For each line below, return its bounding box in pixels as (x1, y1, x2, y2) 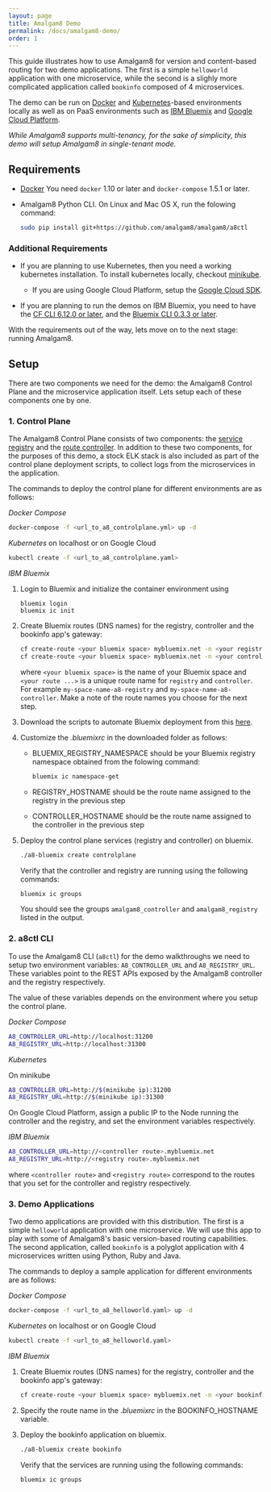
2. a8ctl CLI (8, 933, 54, 944)
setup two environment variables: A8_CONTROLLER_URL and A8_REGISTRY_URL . (8, 960, 256, 969)
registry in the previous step (31, 795, 126, 805)
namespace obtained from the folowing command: (31, 756, 200, 766)
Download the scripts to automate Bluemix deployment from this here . (19, 717, 253, 727)
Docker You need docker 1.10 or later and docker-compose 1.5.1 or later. (19, 184, 250, 194)
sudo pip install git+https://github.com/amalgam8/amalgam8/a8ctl (19, 223, 248, 232)
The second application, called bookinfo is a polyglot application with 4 (8, 1243, 244, 1252)
